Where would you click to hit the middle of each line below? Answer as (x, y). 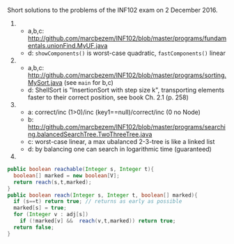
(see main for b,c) (88, 82)
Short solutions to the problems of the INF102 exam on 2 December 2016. (112, 10)
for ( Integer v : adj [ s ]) (51, 215)
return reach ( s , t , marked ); (53, 182)
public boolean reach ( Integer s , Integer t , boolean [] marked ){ (102, 195)
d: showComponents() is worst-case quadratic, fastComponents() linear (127, 53)
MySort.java (45, 82)
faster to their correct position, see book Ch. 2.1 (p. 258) (108, 97)
